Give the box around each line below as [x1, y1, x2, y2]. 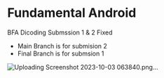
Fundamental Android [7, 5, 137, 21]
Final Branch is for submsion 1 [17, 49, 104, 58]
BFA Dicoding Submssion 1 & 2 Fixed [7, 28, 114, 37]
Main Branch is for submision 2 [17, 41, 107, 50]
